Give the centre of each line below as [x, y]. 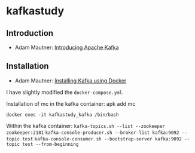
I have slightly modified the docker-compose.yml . [65, 92]
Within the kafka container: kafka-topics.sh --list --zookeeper [86, 126]
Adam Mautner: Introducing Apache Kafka [67, 47]
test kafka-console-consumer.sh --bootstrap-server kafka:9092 [102, 139]
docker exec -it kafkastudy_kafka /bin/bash [63, 115]
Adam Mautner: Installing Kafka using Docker [71, 80]
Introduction [30, 33]
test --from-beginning [50, 144]
